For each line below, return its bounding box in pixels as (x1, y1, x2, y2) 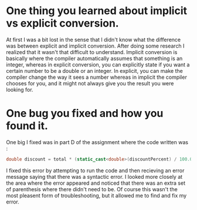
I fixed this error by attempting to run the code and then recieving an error (6, 166, 185, 174)
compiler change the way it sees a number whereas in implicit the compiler (6, 74, 188, 81)
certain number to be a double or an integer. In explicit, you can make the (6, 67, 183, 74)
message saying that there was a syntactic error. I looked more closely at (6, 173, 183, 180)
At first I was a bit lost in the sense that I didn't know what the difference (6, 36, 181, 43)
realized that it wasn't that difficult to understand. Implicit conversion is (6, 48, 178, 55)
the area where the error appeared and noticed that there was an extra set (6, 179, 186, 186)
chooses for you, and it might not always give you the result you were (6, 79, 174, 86)
